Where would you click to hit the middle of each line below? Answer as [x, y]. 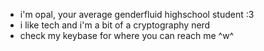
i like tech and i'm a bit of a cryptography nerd [115, 25]
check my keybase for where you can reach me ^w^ [127, 35]
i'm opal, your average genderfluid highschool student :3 [137, 14]
